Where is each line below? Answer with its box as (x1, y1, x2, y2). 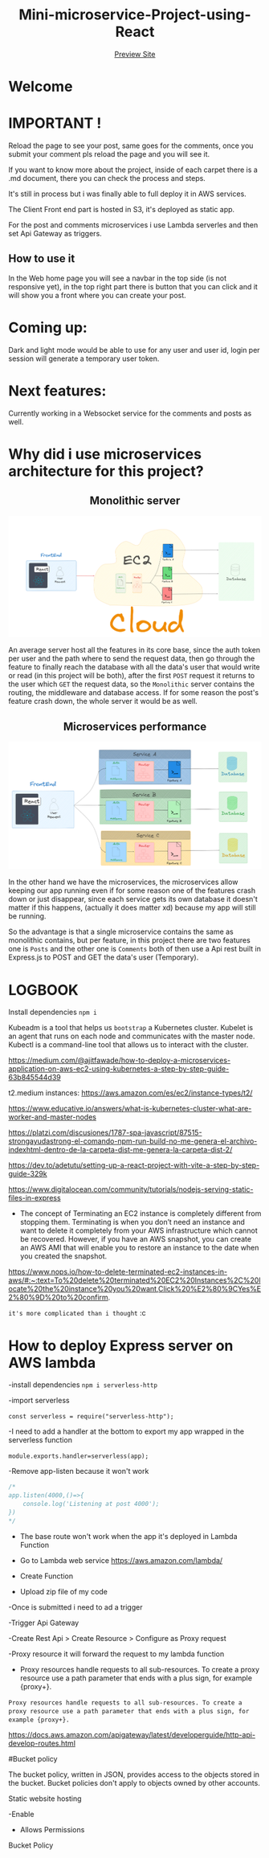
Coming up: (8, 319, 88, 337)
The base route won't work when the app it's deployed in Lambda (19, 1531, 238, 1541)
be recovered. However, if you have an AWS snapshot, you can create (19, 1234, 251, 1244)
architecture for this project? (8, 462, 204, 480)
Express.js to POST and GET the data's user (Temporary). (8, 952, 199, 962)
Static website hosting (8, 1794, 82, 1803)
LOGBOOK (8, 980, 79, 999)
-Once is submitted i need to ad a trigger (8, 1602, 143, 1612)
